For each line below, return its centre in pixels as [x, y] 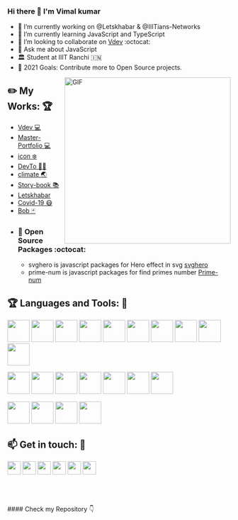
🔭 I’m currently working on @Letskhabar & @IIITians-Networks [109, 27]
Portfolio [30, 145]
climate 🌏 [32, 175]
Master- [29, 138]
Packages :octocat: [52, 250]
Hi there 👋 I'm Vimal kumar [54, 11]
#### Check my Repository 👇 [51, 509]
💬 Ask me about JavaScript [57, 50]
